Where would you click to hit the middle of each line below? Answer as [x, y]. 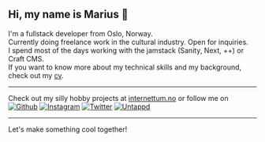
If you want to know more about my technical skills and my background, [125, 67]
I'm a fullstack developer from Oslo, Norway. [81, 33]
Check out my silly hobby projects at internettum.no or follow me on [118, 98]
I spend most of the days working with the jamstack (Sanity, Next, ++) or [126, 50]
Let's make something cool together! [68, 129]
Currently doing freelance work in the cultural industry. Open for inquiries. [128, 42]
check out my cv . [36, 75]
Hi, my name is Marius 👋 [68, 15]
